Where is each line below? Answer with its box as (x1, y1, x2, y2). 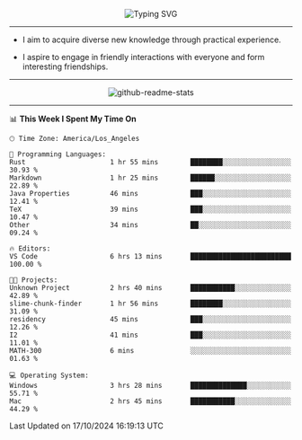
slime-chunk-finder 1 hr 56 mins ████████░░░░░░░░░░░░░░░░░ (9, 299, 292, 308)
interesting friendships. (22, 61, 109, 72)
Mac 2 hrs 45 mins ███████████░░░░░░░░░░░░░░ (9, 397, 292, 406)
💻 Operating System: (9, 371, 90, 380)
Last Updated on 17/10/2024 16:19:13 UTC (9, 420, 164, 431)
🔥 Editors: (9, 244, 51, 253)
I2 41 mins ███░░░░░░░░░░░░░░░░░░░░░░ (9, 330, 292, 339)
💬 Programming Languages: (9, 150, 106, 159)
